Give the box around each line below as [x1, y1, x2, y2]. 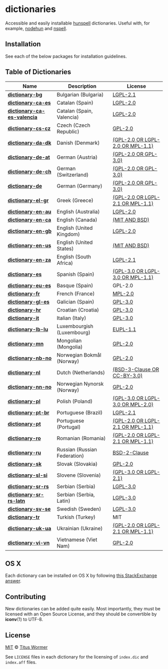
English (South [56, 253, 91, 260]
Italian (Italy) [56, 314, 86, 321]
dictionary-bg [7, 91, 42, 98]
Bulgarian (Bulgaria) [56, 91, 104, 98]
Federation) [56, 452, 84, 459]
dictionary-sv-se [7, 505, 51, 512]
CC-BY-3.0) [112, 372, 143, 379]
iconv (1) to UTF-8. [5, 616, 43, 622]
